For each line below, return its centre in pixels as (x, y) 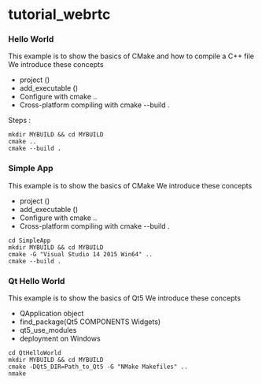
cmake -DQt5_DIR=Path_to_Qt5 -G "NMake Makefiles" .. (98, 367)
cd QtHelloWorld (35, 353)
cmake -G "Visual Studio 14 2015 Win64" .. (81, 254)
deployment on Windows (60, 339)
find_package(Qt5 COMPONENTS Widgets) (90, 322)
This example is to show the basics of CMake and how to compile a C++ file (131, 56)
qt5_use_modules (48, 330)
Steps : (20, 121)
